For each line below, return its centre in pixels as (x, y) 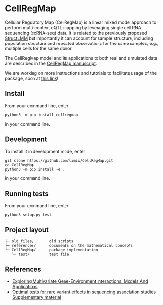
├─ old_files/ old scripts (39, 241)
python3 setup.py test (28, 215)
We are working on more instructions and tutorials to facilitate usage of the (81, 73)
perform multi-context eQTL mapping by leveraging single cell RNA (73, 27)
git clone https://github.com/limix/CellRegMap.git (59, 160)
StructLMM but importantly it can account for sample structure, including (79, 38)
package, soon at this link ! (32, 78)
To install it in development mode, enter (45, 151)
